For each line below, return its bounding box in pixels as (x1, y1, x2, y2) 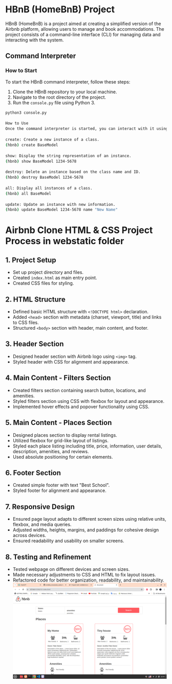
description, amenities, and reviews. (12, 448, 89, 454)
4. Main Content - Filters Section (5, 374, 111, 382)
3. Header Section (5, 339, 64, 349)
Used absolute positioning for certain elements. (12, 454, 113, 460)
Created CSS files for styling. (12, 280, 74, 286)
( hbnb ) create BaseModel (5, 142, 58, 147)
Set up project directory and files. (12, 269, 83, 275)
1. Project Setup (5, 255, 56, 264)
